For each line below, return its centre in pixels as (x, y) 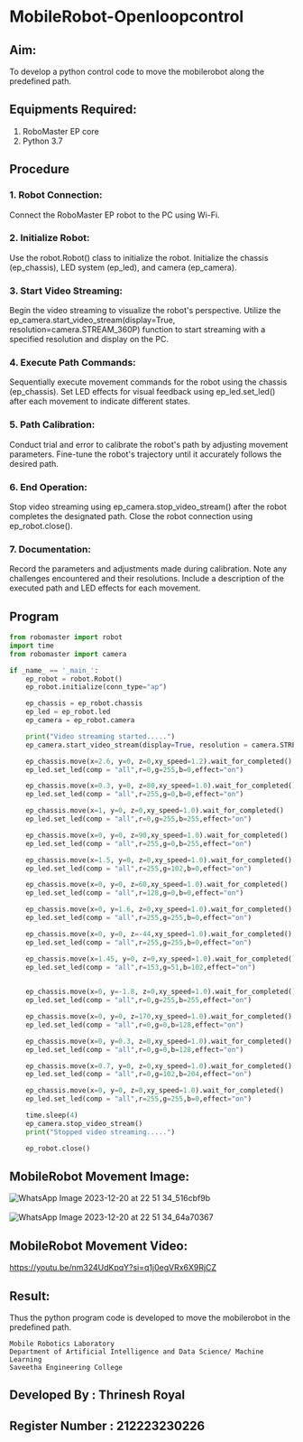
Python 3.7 (42, 141)
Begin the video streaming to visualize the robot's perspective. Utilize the (145, 311)
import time (32, 646)
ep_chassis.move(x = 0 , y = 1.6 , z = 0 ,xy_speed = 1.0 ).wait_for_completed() (159, 909)
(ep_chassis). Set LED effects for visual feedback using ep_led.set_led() (142, 392)
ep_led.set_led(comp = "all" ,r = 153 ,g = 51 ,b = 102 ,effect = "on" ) (141, 967)
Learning (26, 1360)
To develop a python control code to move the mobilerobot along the (137, 71)
